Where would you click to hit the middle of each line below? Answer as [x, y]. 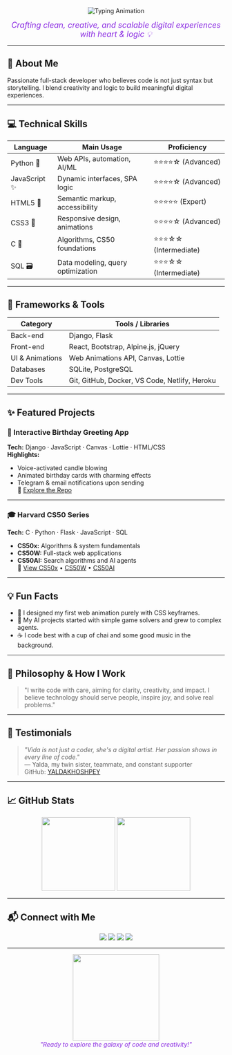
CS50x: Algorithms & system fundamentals [79, 546]
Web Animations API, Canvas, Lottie [127, 358]
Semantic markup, [87, 198]
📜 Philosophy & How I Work [66, 673]
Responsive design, [89, 218]
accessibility [78, 207]
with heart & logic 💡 [116, 34]
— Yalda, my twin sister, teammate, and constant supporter [108, 764]
